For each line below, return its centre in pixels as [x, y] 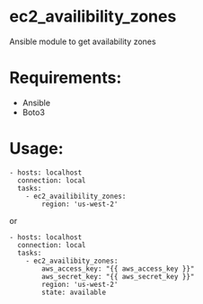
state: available [74, 292]
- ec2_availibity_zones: [72, 261]
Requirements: [66, 78]
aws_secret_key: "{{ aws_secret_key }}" [118, 276]
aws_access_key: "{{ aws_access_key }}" [118, 268]
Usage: [37, 149]
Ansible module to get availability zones [83, 41]
